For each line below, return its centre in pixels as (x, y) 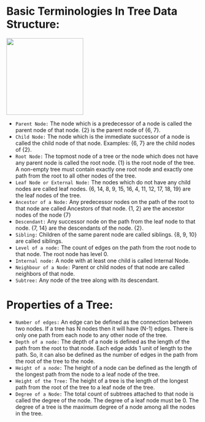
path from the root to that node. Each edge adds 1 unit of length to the (103, 348)
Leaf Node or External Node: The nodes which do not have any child (103, 182)
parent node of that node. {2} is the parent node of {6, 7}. (88, 130)
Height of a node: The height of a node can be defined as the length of (106, 367)
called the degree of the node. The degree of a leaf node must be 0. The (107, 400)
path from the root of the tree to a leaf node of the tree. (85, 387)
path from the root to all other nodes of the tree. (76, 176)
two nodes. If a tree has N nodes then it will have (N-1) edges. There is (104, 328)
